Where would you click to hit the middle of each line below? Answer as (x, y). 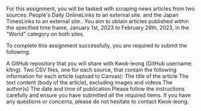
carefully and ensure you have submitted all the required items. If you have (98, 95)
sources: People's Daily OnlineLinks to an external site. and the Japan (92, 15)
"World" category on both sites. (45, 34)
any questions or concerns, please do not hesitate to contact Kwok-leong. (97, 101)
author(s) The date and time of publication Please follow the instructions (95, 89)
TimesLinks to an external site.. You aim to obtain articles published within (97, 21)
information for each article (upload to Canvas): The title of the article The (97, 76)
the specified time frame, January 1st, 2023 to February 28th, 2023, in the (98, 27)
